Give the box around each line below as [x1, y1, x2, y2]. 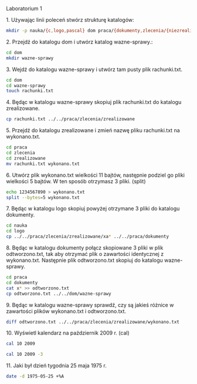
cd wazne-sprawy [6, 82, 46, 89]
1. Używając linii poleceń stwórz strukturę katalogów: [6, 16, 134, 23]
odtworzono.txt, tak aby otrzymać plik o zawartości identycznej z [6, 251, 164, 257]
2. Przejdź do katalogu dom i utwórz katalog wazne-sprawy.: [6, 38, 153, 45]
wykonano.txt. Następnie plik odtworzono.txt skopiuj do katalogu [6, 257, 163, 264]
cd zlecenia [6, 150, 35, 156]
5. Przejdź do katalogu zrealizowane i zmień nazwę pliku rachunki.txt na [6, 127, 180, 134]
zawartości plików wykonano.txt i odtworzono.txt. [6, 308, 127, 315]
